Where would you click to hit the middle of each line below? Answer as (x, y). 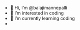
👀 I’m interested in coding (37, 13)
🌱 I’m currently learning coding (43, 18)
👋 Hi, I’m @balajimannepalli (38, 8)
